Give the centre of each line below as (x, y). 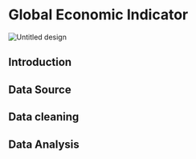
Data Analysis (44, 144)
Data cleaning (44, 117)
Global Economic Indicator (98, 15)
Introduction (40, 62)
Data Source (40, 90)
